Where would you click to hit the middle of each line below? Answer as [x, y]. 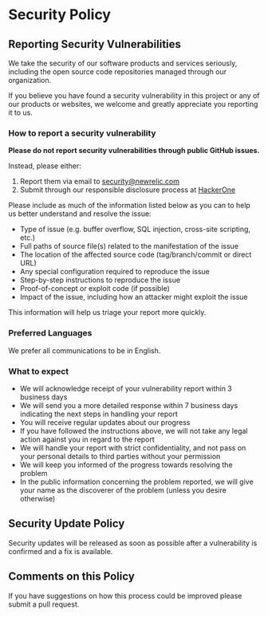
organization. [30, 80]
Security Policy [60, 15]
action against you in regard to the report [87, 439]
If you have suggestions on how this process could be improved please [125, 595]
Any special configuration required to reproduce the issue [114, 272]
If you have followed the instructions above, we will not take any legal [134, 430]
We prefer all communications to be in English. [85, 350]
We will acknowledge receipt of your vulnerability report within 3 [126, 388]
